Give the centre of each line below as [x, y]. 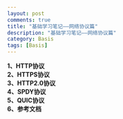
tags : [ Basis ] [28, 45]
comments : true [29, 20]
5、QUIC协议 [26, 100]
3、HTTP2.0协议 [31, 83]
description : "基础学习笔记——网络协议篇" [62, 33]
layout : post [26, 13]
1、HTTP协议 [26, 66]
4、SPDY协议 [27, 91]
